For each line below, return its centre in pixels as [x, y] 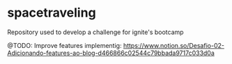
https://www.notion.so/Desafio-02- [174, 45]
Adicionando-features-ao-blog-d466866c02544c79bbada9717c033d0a [111, 53]
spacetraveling [52, 13]
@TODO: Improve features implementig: [64, 45]
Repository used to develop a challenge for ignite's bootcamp [95, 32]
